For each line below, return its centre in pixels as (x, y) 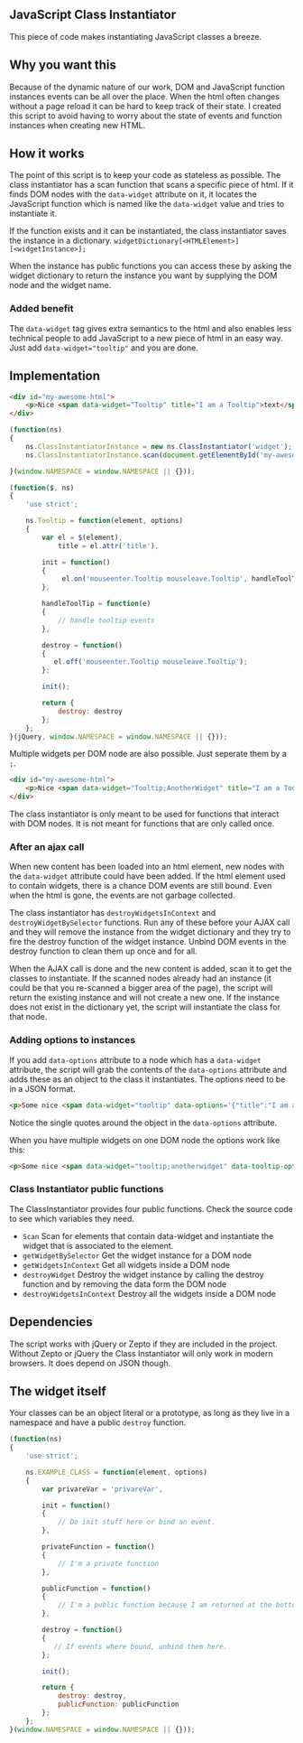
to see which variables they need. (72, 1218)
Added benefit (41, 309)
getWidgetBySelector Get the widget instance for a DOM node (137, 1255)
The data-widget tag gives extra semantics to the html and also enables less (151, 328)
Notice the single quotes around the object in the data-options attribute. (143, 1123)
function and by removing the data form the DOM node (124, 1284)
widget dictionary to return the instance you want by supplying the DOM (143, 275)
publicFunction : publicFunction (118, 1705)
